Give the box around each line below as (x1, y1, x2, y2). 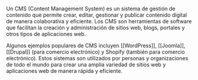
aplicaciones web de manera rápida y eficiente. (6, 67, 123, 74)
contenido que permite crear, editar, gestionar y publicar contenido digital (6, 11, 187, 19)
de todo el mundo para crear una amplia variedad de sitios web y (6, 61, 166, 68)
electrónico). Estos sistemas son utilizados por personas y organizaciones (6, 55, 188, 61)
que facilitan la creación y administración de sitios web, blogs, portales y (6, 24, 185, 31)
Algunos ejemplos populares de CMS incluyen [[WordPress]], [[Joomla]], (6, 42, 186, 49)
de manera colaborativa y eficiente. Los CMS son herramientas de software (6, 18, 192, 24)
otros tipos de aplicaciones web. (6, 30, 86, 38)
